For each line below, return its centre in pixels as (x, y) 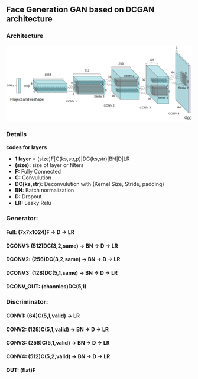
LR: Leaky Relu (33, 203)
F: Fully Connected (38, 171)
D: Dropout (28, 196)
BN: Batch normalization (44, 190)
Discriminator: (27, 301)
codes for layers (27, 147)
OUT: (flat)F (21, 370)
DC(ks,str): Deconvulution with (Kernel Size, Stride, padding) (89, 184)
